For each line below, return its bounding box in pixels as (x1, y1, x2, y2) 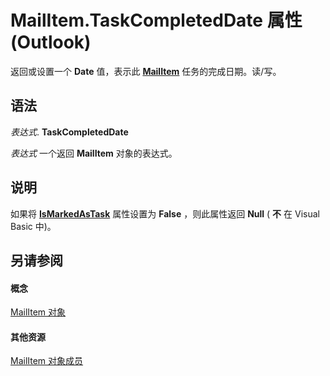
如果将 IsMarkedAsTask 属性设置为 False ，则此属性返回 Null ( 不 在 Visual (10, 207, 320, 220)
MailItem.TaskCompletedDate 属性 (10, 9, 303, 32)
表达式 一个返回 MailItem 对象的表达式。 (10, 147, 178, 159)
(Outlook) (10, 31, 92, 54)
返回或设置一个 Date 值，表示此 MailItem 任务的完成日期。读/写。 (10, 65, 282, 77)
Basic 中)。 (10, 220, 57, 232)
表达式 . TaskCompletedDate (10, 126, 129, 138)
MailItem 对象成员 (10, 355, 84, 367)
